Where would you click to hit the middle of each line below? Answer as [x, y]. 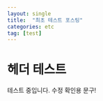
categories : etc [31, 26]
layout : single [29, 14]
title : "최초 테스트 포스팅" [45, 20]
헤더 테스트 [37, 70]
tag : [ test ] [24, 33]
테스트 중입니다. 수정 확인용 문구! [52, 91]
